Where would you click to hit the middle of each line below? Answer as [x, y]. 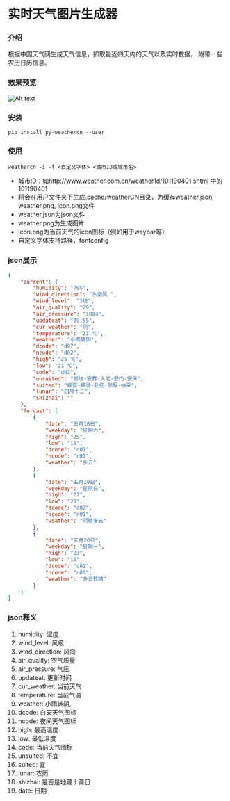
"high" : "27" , [65, 495]
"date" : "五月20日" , [73, 540]
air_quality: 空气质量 [47, 660]
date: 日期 [32, 791]
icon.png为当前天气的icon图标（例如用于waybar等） [93, 232]
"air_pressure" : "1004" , [69, 314]
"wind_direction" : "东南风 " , [75, 295]
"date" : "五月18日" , [73, 424]
